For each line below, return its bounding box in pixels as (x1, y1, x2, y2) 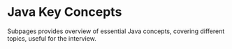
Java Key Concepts (7, 4, 122, 20)
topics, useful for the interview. (7, 34, 96, 42)
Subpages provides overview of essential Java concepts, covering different (7, 27, 225, 35)
